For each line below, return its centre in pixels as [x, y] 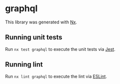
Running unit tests [34, 37]
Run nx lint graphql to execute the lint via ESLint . [56, 76]
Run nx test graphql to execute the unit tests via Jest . [60, 49]
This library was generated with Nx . [41, 22]
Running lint [24, 65]
